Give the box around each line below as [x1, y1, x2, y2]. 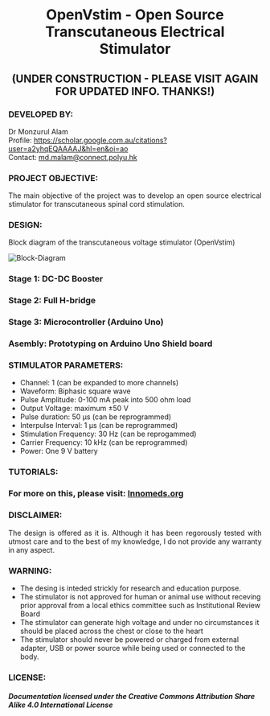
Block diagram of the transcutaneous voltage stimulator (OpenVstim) [8, 237, 235, 247]
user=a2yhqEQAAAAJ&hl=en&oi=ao [8, 143, 129, 154]
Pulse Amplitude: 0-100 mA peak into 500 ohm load [19, 395, 191, 405]
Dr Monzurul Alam [8, 126, 68, 136]
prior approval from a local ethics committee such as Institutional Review [19, 600, 261, 610]
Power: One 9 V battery [19, 446, 98, 456]
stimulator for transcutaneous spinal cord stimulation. [8, 200, 185, 209]
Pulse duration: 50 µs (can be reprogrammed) [19, 412, 172, 422]
